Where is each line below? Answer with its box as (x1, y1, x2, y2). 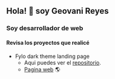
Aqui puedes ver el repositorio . (24, 58, 101, 66)
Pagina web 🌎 (24, 66, 61, 73)
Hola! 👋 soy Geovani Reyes (6, 6, 109, 16)
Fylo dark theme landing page (15, 52, 90, 60)
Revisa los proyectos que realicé (6, 39, 90, 46)
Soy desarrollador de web (6, 24, 84, 33)
